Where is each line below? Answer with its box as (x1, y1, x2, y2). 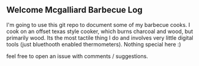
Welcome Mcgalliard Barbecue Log (6, 5, 143, 15)
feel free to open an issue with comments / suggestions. (6, 52, 148, 60)
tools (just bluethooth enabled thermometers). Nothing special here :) (6, 40, 182, 48)
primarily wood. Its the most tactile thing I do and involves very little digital (6, 34, 193, 42)
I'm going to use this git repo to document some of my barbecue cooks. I (6, 21, 190, 28)
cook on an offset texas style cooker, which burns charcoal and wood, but (6, 28, 193, 35)
